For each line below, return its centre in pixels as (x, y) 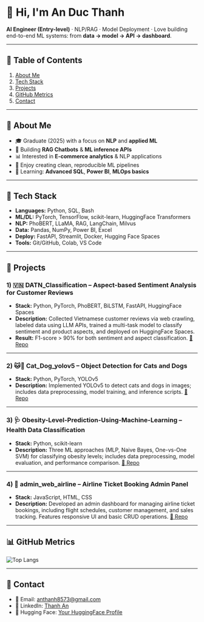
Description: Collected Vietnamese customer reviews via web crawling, (105, 319)
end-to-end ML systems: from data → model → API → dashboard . (89, 35)
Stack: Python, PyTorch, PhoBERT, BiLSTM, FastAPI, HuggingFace (98, 306)
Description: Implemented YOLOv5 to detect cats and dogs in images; (103, 385)
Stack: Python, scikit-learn (49, 443)
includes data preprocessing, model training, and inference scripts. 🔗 (101, 392)
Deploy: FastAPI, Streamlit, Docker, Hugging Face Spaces (87, 237)
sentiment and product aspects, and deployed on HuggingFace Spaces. (105, 332)
